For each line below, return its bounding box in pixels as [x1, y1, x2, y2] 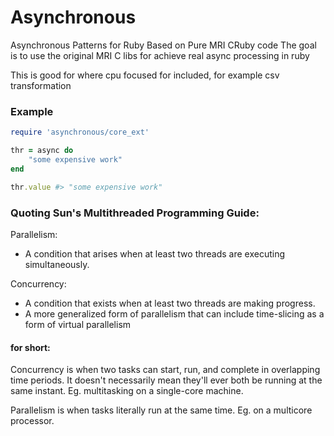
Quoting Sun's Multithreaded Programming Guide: [10, 206, 260, 220]
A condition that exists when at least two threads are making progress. [24, 297, 316, 309]
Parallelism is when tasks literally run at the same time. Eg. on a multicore [10, 404, 313, 416]
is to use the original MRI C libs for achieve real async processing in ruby [10, 49, 310, 61]
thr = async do [10, 146, 74, 156]
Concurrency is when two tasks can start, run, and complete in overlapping [10, 364, 321, 376]
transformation [10, 79, 72, 91]
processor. [10, 415, 55, 427]
